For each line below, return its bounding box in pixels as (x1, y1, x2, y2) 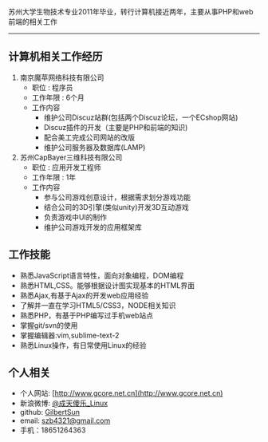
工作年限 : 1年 (31, 172, 77, 182)
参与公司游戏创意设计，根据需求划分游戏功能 (43, 192, 191, 202)
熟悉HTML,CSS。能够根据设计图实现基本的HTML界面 (19, 280, 195, 290)
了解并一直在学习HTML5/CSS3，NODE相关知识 (19, 300, 176, 310)
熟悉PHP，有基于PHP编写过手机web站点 (19, 310, 154, 320)
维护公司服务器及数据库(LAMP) (43, 142, 146, 152)
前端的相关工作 (8, 17, 57, 26)
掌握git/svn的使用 (19, 320, 78, 330)
